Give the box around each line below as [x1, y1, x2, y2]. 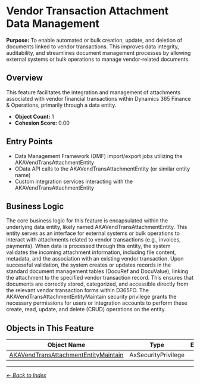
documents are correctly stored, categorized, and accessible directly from [6, 280, 189, 287]
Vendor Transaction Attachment [6, 4, 169, 18]
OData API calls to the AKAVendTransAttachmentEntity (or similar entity [14, 165, 190, 172]
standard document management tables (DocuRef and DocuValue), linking [6, 268, 189, 275]
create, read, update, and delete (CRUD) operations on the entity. [6, 306, 167, 313]
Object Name [47, 341, 86, 349]
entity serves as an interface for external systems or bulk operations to [6, 230, 180, 237]
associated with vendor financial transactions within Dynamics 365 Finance [6, 95, 192, 102]
